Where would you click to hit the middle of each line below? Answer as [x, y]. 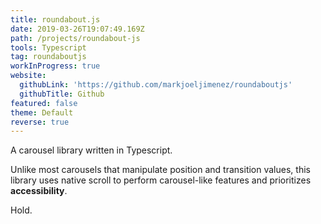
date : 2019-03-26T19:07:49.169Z [77, 29]
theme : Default [42, 112]
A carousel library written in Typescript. [91, 150]
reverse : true [40, 122]
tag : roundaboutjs [48, 57]
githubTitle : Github [62, 94]
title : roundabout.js [55, 19]
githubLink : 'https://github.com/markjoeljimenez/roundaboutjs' [156, 85]
